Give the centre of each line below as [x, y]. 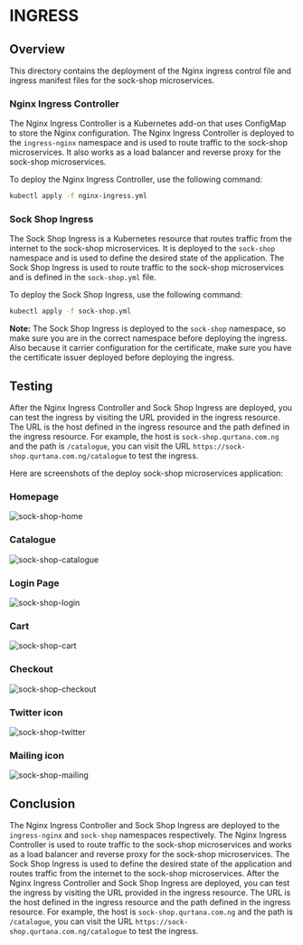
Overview [38, 49]
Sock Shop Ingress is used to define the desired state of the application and [151, 864]
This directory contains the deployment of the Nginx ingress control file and [151, 71]
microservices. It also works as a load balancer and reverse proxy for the [145, 152]
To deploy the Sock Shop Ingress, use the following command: [126, 295]
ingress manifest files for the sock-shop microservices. [112, 80]
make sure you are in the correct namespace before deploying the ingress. [148, 338]
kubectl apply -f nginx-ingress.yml [78, 196]
